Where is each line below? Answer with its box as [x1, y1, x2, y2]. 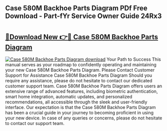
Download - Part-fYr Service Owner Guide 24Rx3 [5, 12, 162, 21]
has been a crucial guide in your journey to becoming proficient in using [5, 110, 154, 115]
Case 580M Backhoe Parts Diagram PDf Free [5, 4, 148, 13]
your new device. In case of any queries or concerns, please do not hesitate [5, 115, 162, 121]
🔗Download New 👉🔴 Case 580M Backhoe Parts [5, 33, 158, 41]
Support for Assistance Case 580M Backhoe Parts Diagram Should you [5, 72, 152, 78]
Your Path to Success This [106, 56, 161, 62]
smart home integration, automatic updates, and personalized [5, 94, 133, 99]
